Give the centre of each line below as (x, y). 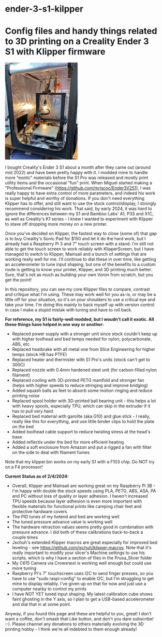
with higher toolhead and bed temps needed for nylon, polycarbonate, (82, 339)
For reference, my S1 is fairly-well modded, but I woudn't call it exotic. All (80, 319)
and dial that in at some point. (42, 604)
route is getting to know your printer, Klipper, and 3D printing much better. (79, 270)
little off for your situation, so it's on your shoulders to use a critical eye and (80, 300)
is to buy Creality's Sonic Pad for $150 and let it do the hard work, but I (75, 239)
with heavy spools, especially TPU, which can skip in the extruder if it (81, 406)
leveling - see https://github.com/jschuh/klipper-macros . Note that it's (82, 548)
